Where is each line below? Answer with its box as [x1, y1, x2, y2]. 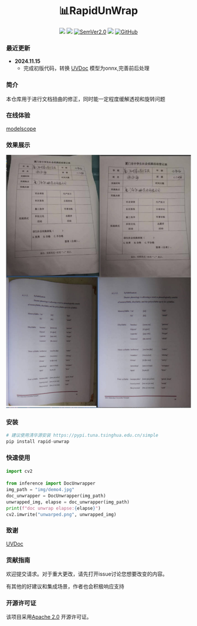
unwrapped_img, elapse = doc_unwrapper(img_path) [6, 499, 130, 505]
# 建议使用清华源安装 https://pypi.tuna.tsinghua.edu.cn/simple [6, 432, 158, 439]
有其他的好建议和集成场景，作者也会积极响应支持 [6, 583, 124, 590]
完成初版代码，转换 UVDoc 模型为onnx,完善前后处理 [23, 65, 150, 72]
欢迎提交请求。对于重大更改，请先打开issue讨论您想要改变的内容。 [6, 570, 168, 578]
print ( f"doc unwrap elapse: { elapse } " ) [6, 505, 101, 511]
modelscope [6, 125, 36, 132]
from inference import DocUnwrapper [6, 480, 96, 487]
